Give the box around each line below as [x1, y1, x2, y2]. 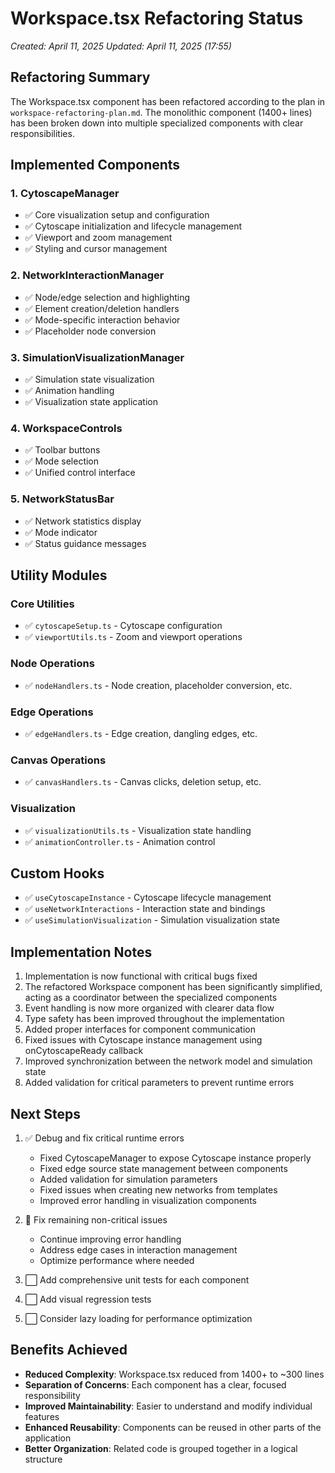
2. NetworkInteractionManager [10, 268, 165, 282]
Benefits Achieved [10, 1342, 128, 1359]
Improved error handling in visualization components [39, 1194, 257, 1206]
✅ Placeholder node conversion [24, 325, 157, 337]
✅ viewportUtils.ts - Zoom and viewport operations [24, 631, 243, 643]
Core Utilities [10, 597, 75, 611]
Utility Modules [10, 567, 108, 584]
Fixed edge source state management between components [39, 1162, 288, 1174]
